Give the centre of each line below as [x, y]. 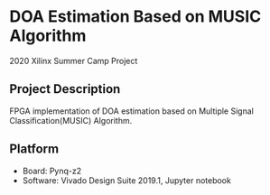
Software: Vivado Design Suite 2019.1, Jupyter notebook [127, 180]
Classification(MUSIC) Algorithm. [71, 120]
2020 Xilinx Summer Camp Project [74, 60]
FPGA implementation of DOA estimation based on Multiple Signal [132, 111]
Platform [34, 149]
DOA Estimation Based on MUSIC [135, 17]
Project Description [65, 89]
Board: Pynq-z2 [52, 171]
